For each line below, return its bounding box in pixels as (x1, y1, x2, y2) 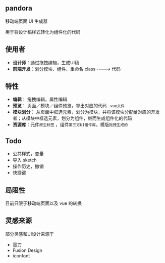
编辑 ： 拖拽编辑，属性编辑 (12, 96, 67, 103)
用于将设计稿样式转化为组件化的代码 (5, 29, 81, 35)
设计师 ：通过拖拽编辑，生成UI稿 (12, 59, 79, 65)
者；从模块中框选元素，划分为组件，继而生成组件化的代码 (12, 115, 132, 121)
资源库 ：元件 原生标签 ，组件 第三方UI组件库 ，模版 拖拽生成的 (12, 121, 128, 128)
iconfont (12, 252, 30, 258)
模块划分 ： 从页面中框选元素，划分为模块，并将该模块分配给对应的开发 (12, 109, 160, 115)
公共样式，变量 (12, 151, 44, 157)
